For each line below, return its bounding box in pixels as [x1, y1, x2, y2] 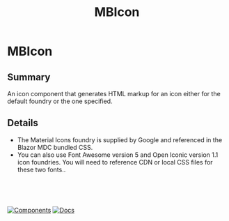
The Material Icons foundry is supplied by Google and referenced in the [17, 135, 223, 144]
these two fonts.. [17, 165, 66, 174]
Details [7, 117, 38, 129]
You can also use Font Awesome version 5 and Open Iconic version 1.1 [17, 151, 219, 159]
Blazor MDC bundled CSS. [17, 143, 93, 151]
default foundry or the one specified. [7, 97, 113, 105]
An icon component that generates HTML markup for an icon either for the [7, 90, 221, 98]
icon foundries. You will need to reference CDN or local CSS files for [17, 158, 214, 166]
